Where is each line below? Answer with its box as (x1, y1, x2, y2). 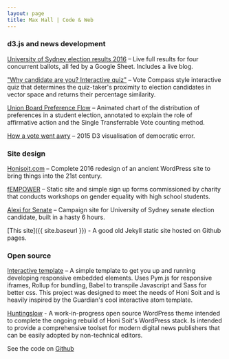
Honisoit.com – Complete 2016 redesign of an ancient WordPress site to (7, 165, 211, 173)
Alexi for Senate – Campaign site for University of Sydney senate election (7, 206, 215, 214)
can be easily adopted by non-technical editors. (7, 331, 143, 340)
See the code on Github (7, 345, 74, 353)
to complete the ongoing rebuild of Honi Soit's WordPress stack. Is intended (7, 316, 222, 325)
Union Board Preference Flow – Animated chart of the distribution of (7, 103, 200, 112)
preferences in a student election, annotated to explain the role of (7, 111, 193, 119)
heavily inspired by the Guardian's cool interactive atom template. (7, 296, 193, 304)
